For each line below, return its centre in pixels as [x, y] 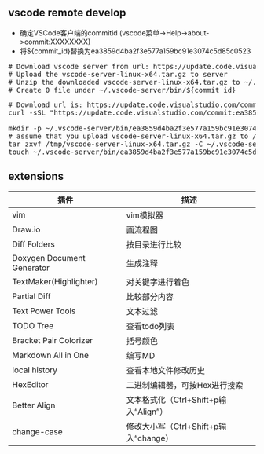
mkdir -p [25, 128]
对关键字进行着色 [158, 282]
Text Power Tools [44, 311]
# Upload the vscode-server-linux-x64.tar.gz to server [118, 74]
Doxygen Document [49, 258]
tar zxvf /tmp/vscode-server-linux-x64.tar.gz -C [106, 144]
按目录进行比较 [154, 244]
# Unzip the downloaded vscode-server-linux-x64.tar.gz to [125, 82]
